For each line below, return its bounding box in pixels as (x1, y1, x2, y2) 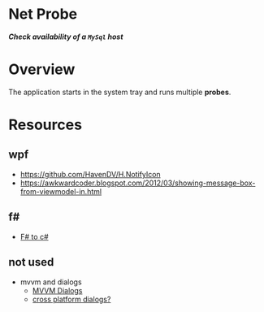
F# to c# (19, 232, 49, 241)
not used (8, 255, 54, 269)
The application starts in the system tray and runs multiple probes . (8, 87, 232, 97)
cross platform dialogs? (32, 294, 111, 304)
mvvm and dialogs (19, 277, 83, 287)
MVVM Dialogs (32, 285, 83, 295)
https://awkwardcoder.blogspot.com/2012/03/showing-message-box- (19, 178, 256, 188)
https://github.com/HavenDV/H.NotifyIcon (19, 169, 161, 179)
